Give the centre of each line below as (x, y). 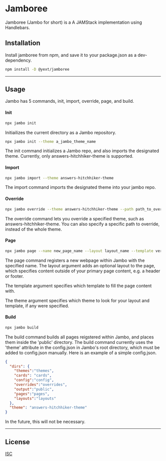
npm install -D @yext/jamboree (37, 69)
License (18, 442)
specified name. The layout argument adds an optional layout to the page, (80, 265)
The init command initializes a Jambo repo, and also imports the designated (82, 151)
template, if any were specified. (37, 306)
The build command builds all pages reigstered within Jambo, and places (80, 337)
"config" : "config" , (34, 380)
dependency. (19, 60)
